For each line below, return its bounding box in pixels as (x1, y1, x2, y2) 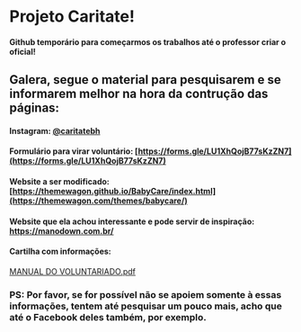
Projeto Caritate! (9, 6, 135, 27)
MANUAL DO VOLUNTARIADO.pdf (9, 265, 137, 276)
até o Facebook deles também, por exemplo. (9, 310, 207, 323)
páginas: (9, 101, 60, 116)
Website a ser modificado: (9, 175, 110, 186)
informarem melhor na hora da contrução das (9, 86, 269, 102)
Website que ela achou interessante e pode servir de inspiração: (9, 216, 255, 227)
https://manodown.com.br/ (9, 225, 114, 236)
